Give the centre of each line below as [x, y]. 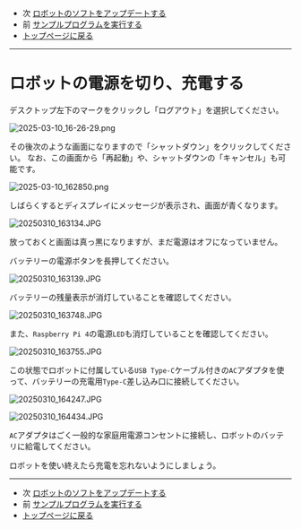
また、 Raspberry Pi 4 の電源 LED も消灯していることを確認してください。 [141, 334]
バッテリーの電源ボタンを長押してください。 [92, 260]
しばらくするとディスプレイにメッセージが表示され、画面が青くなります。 [146, 205]
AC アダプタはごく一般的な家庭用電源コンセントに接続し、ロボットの [135, 435]
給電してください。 [60, 446]
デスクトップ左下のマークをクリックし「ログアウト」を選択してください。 [146, 109]
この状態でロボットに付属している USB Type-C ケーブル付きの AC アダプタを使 [147, 369]
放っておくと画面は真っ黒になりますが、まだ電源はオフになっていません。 [146, 241]
